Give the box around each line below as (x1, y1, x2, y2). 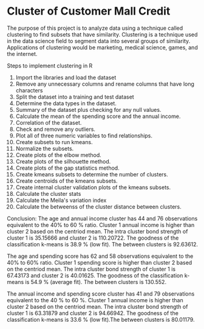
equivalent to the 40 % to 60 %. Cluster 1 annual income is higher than (7, 296, 184, 303)
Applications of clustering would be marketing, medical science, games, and (7, 44, 198, 51)
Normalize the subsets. (15, 145, 74, 152)
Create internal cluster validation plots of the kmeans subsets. (15, 184, 171, 191)
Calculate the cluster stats (15, 190, 81, 197)
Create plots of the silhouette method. (15, 158, 111, 165)
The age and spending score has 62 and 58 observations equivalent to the (7, 252, 194, 260)
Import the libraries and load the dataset (15, 74, 117, 81)
